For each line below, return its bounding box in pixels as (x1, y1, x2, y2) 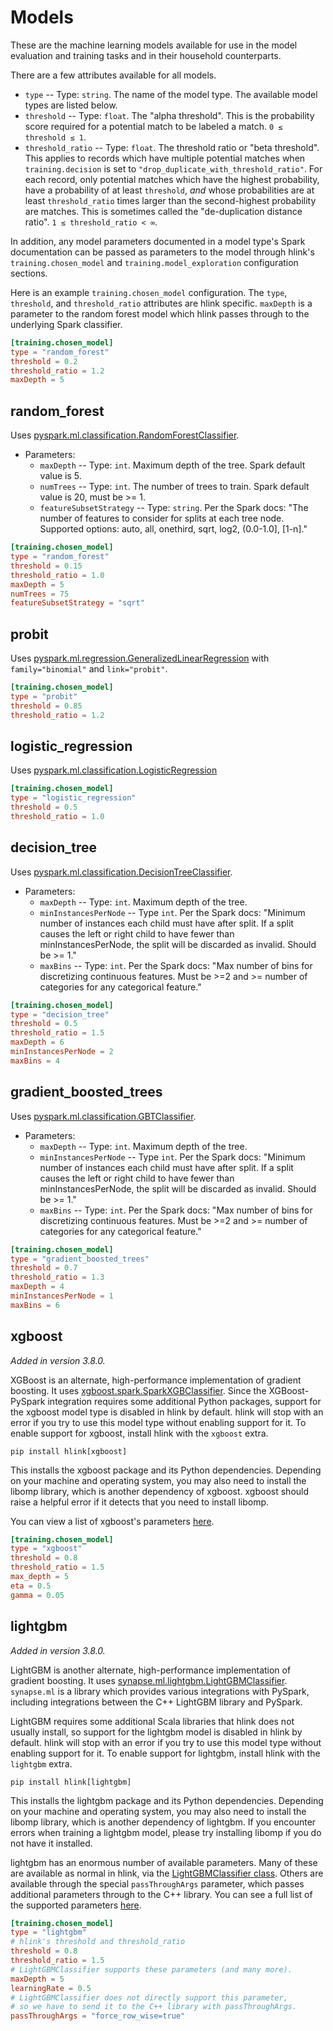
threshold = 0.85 (10, 701, 83, 711)
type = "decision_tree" (10, 1009, 110, 1020)
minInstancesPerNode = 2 (10, 1047, 114, 1057)
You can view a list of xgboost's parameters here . (10, 1515, 215, 1527)
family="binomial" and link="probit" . (10, 663, 168, 675)
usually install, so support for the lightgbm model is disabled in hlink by (10, 1726, 303, 1738)
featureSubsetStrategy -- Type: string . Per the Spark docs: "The (39, 502, 309, 514)
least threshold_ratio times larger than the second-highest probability (24, 194, 317, 206)
